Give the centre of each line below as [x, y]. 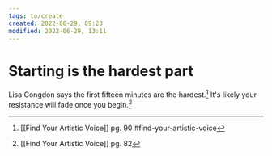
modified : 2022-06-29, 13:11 [57, 31]
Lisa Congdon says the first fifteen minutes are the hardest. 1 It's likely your [133, 94]
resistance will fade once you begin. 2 [70, 103]
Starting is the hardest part [101, 71]
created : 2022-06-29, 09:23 [56, 23]
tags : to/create [36, 16]
